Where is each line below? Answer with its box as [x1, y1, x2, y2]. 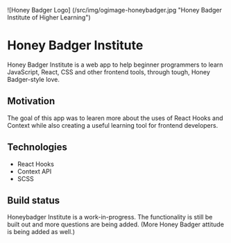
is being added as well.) [7, 228, 75, 236]
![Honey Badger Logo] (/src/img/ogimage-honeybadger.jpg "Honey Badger [7, 6, 222, 14]
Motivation [7, 95, 55, 107]
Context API [17, 167, 52, 176]
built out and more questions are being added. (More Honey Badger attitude [7, 220, 224, 228]
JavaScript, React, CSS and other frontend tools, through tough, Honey [7, 67, 210, 76]
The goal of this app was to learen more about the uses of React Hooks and [7, 114, 223, 122]
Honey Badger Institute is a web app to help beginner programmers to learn [7, 60, 223, 69]
